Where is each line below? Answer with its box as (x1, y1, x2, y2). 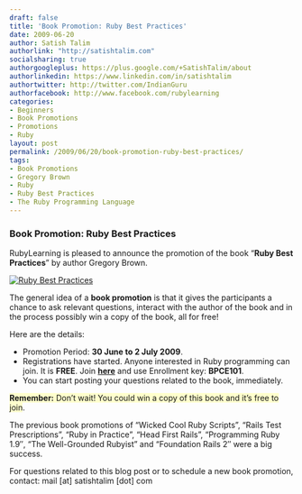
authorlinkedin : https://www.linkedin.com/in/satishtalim (9, 72, 232, 81)
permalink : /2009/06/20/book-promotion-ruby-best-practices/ (9, 147, 244, 156)
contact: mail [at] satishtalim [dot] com (9, 475, 153, 487)
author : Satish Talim (9, 38, 91, 48)
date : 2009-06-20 (9, 30, 75, 39)
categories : (9, 96, 54, 106)
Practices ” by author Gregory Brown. (9, 258, 149, 269)
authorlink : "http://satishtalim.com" (9, 47, 155, 56)
